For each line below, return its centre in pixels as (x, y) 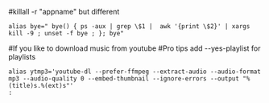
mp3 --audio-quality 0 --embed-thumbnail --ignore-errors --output (124, 79)
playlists (22, 57)
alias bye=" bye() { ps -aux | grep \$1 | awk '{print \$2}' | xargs (129, 27)
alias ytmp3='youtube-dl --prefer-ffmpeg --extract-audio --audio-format (135, 72)
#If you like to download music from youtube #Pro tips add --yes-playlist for (134, 48)
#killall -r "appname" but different (64, 12)
